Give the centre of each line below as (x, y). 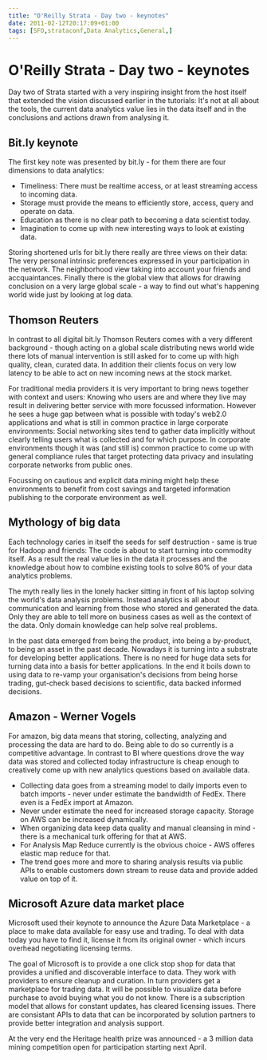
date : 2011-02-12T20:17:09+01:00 (64, 23)
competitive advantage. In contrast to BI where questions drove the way (126, 752)
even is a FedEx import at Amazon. (77, 802)
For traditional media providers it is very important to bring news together (129, 388)
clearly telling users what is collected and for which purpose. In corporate (130, 439)
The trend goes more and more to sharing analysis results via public (132, 861)
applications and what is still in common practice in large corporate (118, 422)
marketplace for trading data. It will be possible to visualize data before (125, 989)
